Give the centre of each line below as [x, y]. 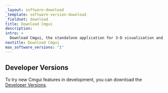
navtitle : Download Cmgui [32, 43]
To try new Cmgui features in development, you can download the [74, 80]
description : [19, 29]
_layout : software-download [35, 10]
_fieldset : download [27, 19]
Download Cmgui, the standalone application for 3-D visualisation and [87, 38]
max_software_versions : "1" [35, 47]
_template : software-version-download [46, 15]
